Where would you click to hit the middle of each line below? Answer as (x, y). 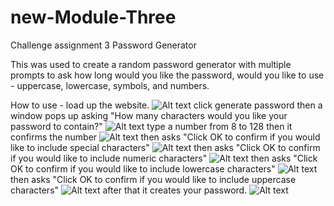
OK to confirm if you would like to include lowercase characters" (143, 168)
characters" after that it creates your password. (129, 190)
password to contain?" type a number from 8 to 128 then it (151, 126)
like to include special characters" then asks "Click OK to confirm (165, 147)
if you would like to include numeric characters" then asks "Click (164, 158)
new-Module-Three (93, 17)
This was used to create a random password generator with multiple (151, 64)
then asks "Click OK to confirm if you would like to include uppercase (153, 179)
